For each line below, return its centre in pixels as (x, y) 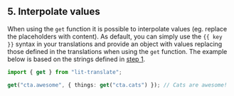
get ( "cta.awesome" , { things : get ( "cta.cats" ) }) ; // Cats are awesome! (117, 85)
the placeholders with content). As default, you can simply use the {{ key (115, 36)
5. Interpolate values (54, 12)
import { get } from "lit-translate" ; (65, 72)
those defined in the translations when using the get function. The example (117, 51)
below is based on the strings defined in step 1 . (76, 59)
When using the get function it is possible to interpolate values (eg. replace (117, 28)
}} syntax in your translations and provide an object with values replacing (115, 44)
